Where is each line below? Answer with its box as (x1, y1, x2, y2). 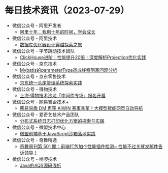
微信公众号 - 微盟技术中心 (12, 124, 66, 130)
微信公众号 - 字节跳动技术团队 (12, 48, 75, 54)
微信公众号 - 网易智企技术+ (12, 99, 69, 105)
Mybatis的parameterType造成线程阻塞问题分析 (19, 67, 118, 73)
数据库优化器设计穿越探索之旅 (19, 41, 82, 47)
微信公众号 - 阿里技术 (12, 35, 57, 41)
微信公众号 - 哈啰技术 (12, 156, 57, 162)
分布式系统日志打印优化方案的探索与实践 (19, 118, 105, 124)
